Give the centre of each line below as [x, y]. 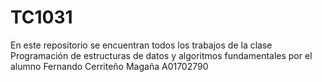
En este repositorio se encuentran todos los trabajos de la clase [141, 45]
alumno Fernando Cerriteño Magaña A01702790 [109, 66]
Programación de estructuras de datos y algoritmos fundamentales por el [161, 55]
